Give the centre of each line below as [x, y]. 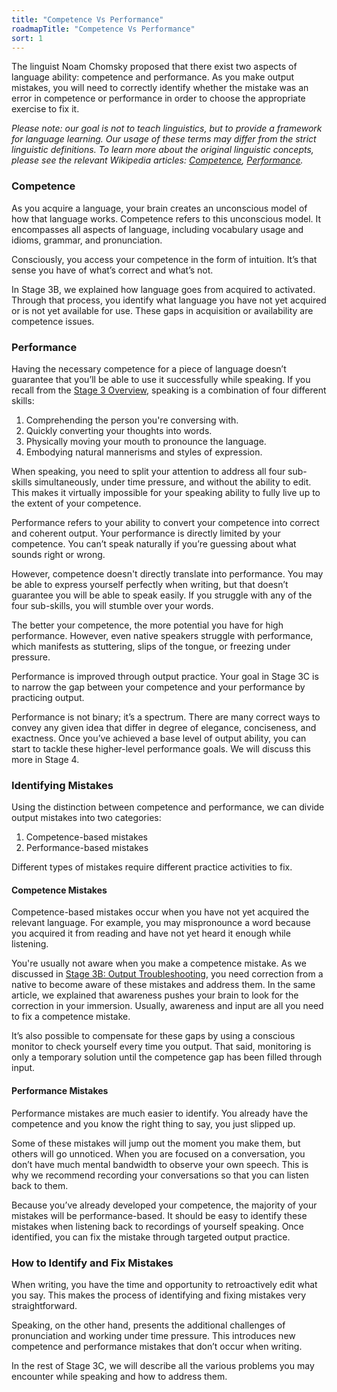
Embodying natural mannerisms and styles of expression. [144, 452]
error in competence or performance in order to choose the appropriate [158, 98]
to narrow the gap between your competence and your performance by [158, 687]
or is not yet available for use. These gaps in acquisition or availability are [162, 310]
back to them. [40, 1185]
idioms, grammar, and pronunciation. [87, 240]
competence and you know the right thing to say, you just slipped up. [153, 1123]
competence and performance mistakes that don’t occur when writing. [157, 1346]
